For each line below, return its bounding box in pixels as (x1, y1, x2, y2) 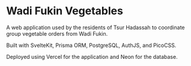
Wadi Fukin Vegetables (6, 4, 123, 18)
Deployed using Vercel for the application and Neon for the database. (6, 53, 178, 60)
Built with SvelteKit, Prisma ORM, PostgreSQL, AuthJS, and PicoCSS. (6, 42, 177, 49)
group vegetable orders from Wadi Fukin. (6, 30, 108, 37)
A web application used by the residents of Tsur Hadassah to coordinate (6, 24, 185, 31)
